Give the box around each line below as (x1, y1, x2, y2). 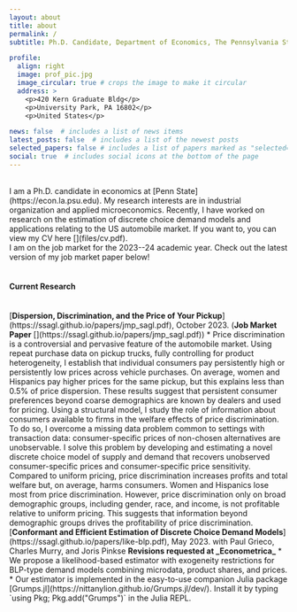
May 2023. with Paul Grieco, (171, 536, 275, 546)
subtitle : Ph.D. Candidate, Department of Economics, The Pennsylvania (9, 37, 278, 47)
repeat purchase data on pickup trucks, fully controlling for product (9, 347, 255, 359)
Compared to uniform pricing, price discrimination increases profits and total (9, 470, 288, 481)
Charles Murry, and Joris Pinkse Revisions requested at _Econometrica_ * (9, 546, 283, 556)
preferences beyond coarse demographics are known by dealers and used (9, 395, 281, 406)
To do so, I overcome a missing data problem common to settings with (9, 422, 265, 434)
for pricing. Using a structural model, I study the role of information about (9, 404, 276, 414)
